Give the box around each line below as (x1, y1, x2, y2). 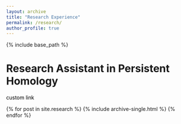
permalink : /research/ (6, 19, 62, 25)
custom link (6, 94, 34, 101)
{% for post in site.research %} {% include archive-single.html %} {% (6, 106, 176, 113)
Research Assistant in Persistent (6, 62, 170, 76)
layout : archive (6, 8, 46, 15)
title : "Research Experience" (6, 14, 81, 20)
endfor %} (6, 112, 31, 119)
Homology (6, 74, 59, 88)
